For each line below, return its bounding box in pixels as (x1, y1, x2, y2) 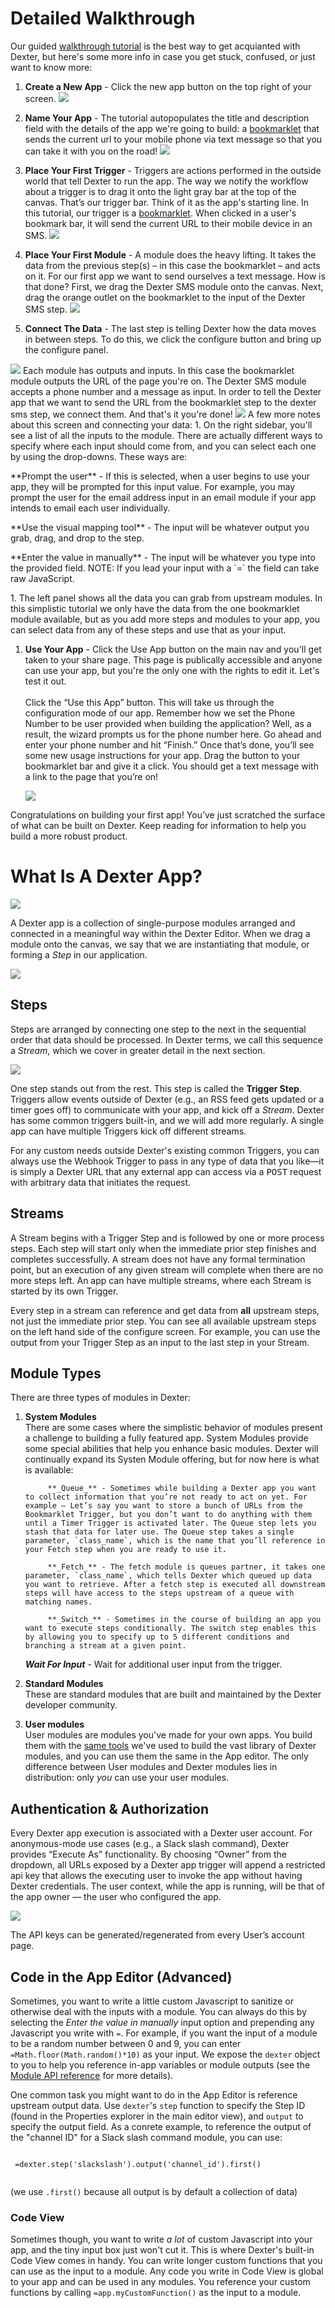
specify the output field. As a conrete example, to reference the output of (10, 2120, 312, 2132)
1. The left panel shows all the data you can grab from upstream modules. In (10, 592, 323, 604)
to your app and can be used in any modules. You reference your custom (10, 2276, 311, 2288)
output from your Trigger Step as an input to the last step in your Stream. (10, 1336, 310, 1348)
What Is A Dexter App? (10, 865, 203, 888)
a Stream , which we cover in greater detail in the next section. (10, 1044, 266, 1056)
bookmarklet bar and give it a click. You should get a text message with (24, 760, 319, 772)
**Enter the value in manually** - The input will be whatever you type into (10, 551, 316, 563)
